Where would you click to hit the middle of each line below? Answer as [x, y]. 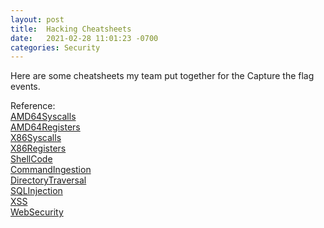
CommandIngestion [51, 170]
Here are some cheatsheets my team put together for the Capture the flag [162, 76]
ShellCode [31, 159]
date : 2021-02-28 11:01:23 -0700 [84, 38]
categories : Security [55, 47]
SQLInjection [36, 191]
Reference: [33, 106]
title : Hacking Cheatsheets [71, 29]
